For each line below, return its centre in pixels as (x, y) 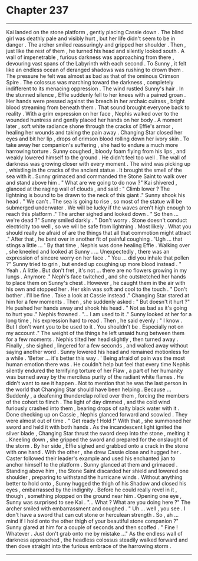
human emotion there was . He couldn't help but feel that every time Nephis (98, 364)
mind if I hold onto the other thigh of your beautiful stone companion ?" (92, 521)
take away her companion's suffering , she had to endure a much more (92, 145)
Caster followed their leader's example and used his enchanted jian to (91, 458)
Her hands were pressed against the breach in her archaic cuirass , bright (95, 101)
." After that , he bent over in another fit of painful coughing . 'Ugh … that (94, 239)
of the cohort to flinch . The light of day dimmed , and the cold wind (88, 402)
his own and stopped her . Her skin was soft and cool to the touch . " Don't (97, 289)
